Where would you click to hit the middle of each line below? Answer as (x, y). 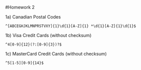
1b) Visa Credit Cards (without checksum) (48, 35)
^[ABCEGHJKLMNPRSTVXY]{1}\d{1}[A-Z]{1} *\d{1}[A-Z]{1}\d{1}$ (71, 26)
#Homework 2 (20, 7)
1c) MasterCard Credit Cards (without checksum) (56, 54)
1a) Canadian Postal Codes (33, 17)
